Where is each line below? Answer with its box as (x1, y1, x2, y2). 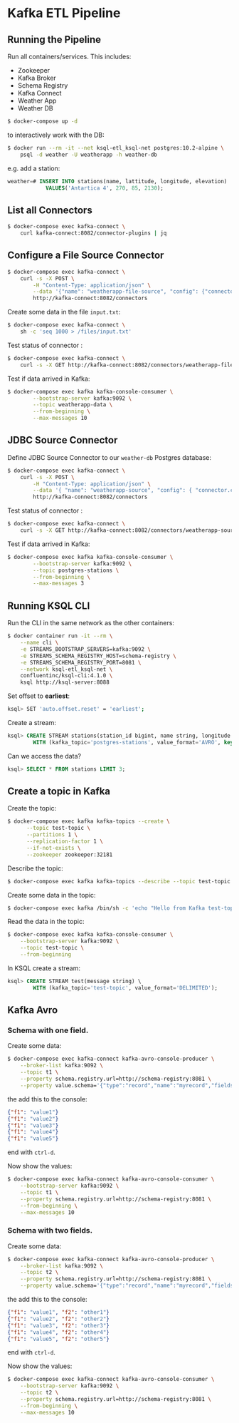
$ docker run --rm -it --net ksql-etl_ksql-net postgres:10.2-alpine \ (7, 144, 224, 151)
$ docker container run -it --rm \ (7, 632, 113, 639)
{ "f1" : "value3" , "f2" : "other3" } (7, 1322, 110, 1329)
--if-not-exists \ (26, 844, 81, 851)
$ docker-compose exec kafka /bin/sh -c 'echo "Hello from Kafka (7, 904, 205, 912)
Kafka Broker (17, 73, 57, 82)
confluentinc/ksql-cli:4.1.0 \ (20, 672, 113, 679)
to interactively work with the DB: (7, 130, 105, 139)
